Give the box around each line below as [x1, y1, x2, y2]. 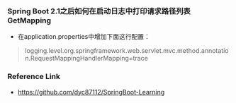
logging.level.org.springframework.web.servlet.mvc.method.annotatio [24, 47, 229, 55]
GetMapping [7, 16, 52, 25]
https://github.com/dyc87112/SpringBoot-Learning [17, 87, 165, 96]
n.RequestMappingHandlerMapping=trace [24, 54, 149, 63]
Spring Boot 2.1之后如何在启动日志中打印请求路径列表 [7, 6, 191, 16]
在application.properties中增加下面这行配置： [17, 32, 151, 41]
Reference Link [7, 72, 60, 82]
